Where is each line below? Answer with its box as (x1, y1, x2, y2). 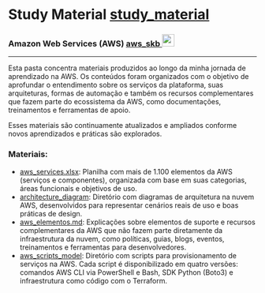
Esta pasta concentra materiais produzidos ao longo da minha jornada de (8, 63, 246, 73)
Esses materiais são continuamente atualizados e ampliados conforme (8, 121, 237, 130)
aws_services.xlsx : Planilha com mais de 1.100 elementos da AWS (19, 167, 233, 176)
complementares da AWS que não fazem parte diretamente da (19, 225, 223, 235)
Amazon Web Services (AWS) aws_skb (8, 38, 161, 49)
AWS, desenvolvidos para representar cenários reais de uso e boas (19, 200, 239, 210)
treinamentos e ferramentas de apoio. (8, 105, 131, 115)
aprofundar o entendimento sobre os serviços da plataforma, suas (8, 81, 223, 90)
